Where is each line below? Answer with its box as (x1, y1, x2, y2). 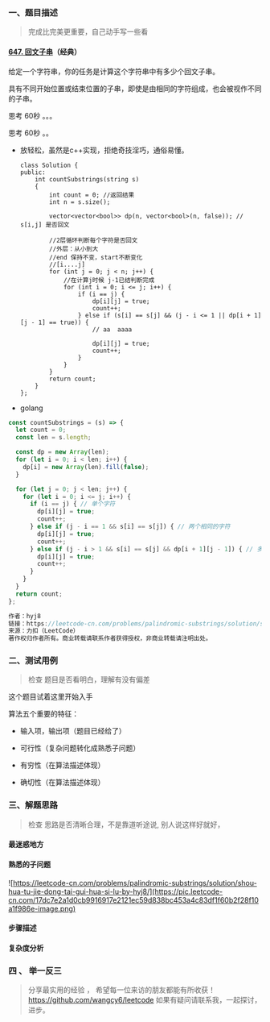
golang (19, 403, 43, 413)
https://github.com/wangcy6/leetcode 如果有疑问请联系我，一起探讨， (27, 995, 262, 1004)
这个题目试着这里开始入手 (8, 692, 93, 702)
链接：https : (8, 619, 48, 628)
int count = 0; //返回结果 (49, 191, 135, 199)
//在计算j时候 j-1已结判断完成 (63, 276, 155, 284)
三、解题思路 (8, 800, 59, 811)
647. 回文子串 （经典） (8, 47, 82, 56)
